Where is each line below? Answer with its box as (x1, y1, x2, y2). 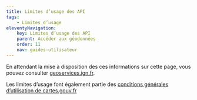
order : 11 (16, 42, 41, 48)
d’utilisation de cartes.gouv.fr (6, 86, 77, 94)
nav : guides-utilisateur (16, 47, 78, 53)
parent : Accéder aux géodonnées (16, 36, 96, 42)
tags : (6, 14, 19, 20)
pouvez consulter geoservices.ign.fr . (6, 69, 95, 76)
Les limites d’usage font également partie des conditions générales (6, 81, 169, 88)
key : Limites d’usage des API (16, 31, 91, 36)
